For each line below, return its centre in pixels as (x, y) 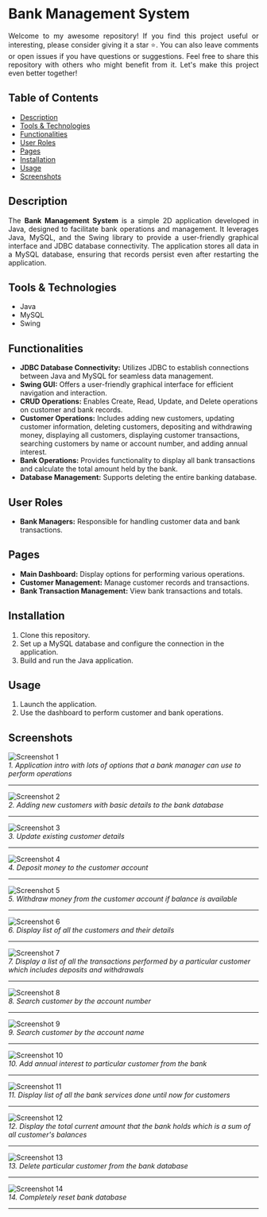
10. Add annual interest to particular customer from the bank (108, 1064)
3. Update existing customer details (66, 836)
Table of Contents (54, 98)
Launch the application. (58, 705)
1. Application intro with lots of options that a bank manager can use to (125, 765)
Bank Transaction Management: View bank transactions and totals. (131, 591)
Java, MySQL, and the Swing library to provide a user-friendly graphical (133, 237)
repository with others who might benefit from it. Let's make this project (133, 64)
